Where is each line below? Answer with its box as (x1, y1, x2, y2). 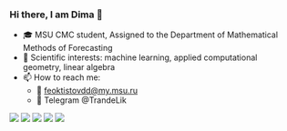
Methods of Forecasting (22, 43, 113, 54)
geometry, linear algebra (22, 62, 116, 73)
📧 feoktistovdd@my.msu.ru (36, 86, 138, 96)
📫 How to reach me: (22, 72, 101, 83)
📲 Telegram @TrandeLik (36, 95, 128, 106)
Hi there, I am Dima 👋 (9, 8, 103, 21)
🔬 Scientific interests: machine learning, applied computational (22, 52, 258, 63)
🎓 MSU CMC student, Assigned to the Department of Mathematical (22, 29, 279, 40)
